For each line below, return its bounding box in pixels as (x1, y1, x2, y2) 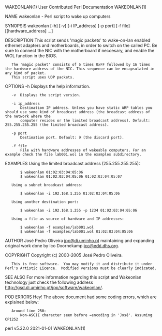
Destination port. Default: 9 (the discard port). (20, 135, 124, 140)
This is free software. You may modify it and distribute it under (11, 261, 152, 266)
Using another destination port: (11, 199, 79, 204)
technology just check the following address (5, 279, 93, 285)
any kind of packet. (5, 71, 47, 76)
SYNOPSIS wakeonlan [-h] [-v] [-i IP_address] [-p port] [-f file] (5, 23, 130, 29)
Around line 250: (11, 308, 47, 313)
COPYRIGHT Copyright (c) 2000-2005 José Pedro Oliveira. (5, 252, 123, 258)
